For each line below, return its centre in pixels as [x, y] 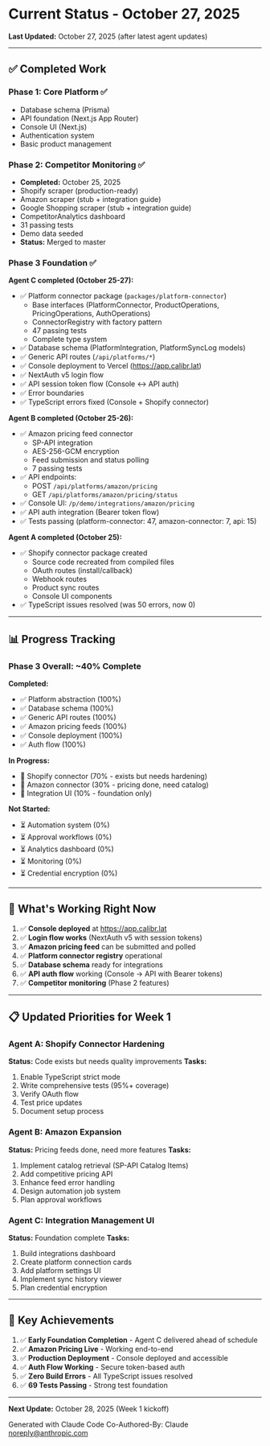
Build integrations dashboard [68, 1253]
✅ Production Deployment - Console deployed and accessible [124, 1357]
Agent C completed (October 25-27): [71, 280]
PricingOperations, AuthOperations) [91, 314]
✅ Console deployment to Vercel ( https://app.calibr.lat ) [111, 366]
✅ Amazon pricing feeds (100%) [73, 726]
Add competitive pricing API [66, 1174]
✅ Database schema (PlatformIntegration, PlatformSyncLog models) [133, 348]
